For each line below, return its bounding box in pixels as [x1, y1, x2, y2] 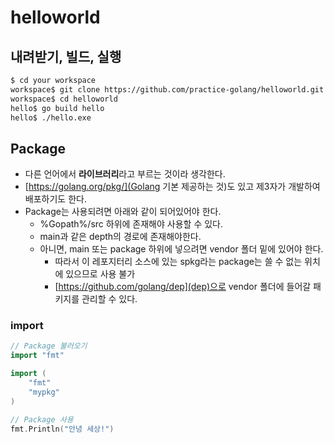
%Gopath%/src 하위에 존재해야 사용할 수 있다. [39, 218, 223, 230]
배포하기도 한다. [24, 193, 87, 205]
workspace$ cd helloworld [10, 94, 118, 104]
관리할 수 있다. [81, 293, 138, 305]
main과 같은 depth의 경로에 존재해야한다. [39, 231, 202, 243]
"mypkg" [28, 387, 60, 397]
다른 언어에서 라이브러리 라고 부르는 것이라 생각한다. [24, 168, 226, 180]
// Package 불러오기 [10, 341, 88, 351]
